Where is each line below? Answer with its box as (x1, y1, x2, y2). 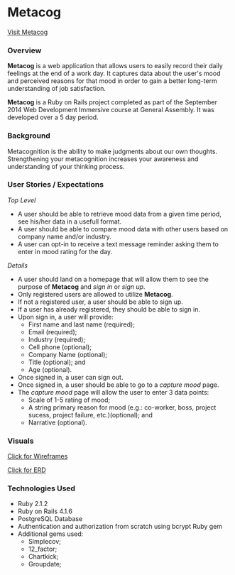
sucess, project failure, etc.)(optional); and (28, 410, 153, 419)
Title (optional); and (28, 358, 86, 366)
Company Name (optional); (28, 350, 108, 358)
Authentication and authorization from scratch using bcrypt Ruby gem (17, 522, 222, 531)
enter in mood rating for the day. (17, 247, 112, 256)
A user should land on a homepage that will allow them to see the (17, 275, 209, 283)
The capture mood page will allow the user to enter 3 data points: (17, 388, 209, 396)
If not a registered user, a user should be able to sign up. (17, 297, 183, 306)
